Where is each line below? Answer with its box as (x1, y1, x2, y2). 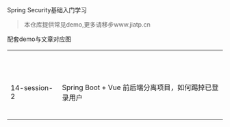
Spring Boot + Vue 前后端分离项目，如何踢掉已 (62, 83, 212, 92)
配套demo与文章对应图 (7, 35, 72, 43)
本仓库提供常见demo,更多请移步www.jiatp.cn (23, 20, 151, 29)
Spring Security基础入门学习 (7, 6, 88, 14)
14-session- (10, 83, 53, 92)
